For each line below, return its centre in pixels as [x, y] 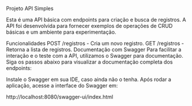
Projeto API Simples [30, 8]
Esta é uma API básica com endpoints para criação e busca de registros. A [96, 20]
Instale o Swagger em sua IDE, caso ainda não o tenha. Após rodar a [89, 79]
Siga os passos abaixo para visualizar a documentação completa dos [90, 62]
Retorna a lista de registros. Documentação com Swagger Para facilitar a [94, 50]
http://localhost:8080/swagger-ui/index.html [60, 97]
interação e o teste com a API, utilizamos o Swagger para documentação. [95, 56]
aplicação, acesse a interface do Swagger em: [62, 86]
